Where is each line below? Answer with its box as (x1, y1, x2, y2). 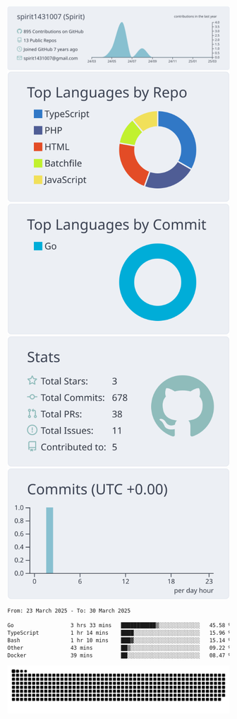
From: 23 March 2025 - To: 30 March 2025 (7, 607, 131, 614)
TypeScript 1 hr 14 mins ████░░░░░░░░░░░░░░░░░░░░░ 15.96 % (7, 629, 232, 637)
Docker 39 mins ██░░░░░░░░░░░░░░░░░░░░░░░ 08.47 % (7, 652, 232, 659)
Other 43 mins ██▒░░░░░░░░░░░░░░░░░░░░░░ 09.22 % (7, 644, 232, 651)
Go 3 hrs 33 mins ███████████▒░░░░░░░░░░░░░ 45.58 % (7, 622, 232, 629)
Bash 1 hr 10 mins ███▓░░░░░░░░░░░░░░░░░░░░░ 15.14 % (7, 637, 232, 644)
